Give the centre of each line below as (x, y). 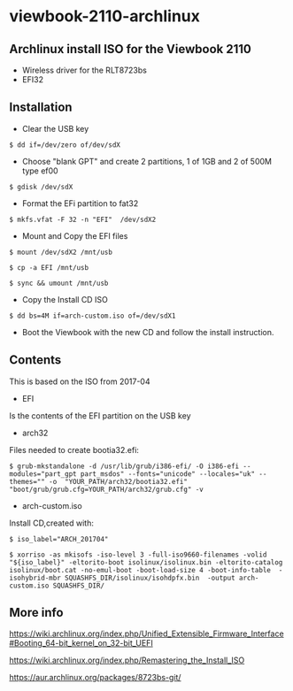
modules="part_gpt (43, 474)
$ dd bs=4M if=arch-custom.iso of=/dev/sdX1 (93, 316)
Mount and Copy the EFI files (75, 235)
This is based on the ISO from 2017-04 (80, 381)
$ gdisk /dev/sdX (41, 187)
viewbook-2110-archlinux (105, 16)
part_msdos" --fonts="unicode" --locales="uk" (167, 474)
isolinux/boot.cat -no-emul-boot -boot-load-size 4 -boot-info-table (140, 570)
